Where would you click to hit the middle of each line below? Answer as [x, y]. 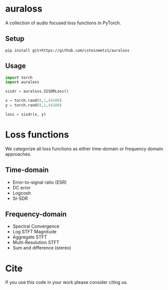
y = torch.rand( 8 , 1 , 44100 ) [34, 105]
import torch [19, 77]
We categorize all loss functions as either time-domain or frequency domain [84, 149]
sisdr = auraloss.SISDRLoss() [37, 92]
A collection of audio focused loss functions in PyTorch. [63, 23]
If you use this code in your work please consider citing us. [67, 282]
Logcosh [22, 193]
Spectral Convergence [36, 226]
